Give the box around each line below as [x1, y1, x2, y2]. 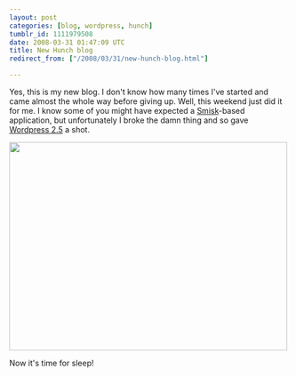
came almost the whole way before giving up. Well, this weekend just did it [9, 96, 283, 107]
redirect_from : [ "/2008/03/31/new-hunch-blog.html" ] [9, 54, 209, 63]
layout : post [9, 12, 58, 22]
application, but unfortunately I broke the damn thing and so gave [9, 115, 249, 125]
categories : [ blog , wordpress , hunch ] [9, 21, 153, 30]
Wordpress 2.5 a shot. [9, 124, 91, 134]
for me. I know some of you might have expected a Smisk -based [9, 106, 245, 116]
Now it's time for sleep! [9, 357, 94, 368]
